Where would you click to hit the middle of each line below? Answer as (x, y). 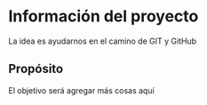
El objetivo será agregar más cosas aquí (81, 90)
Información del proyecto (103, 16)
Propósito (36, 69)
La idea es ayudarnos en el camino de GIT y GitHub (103, 41)
